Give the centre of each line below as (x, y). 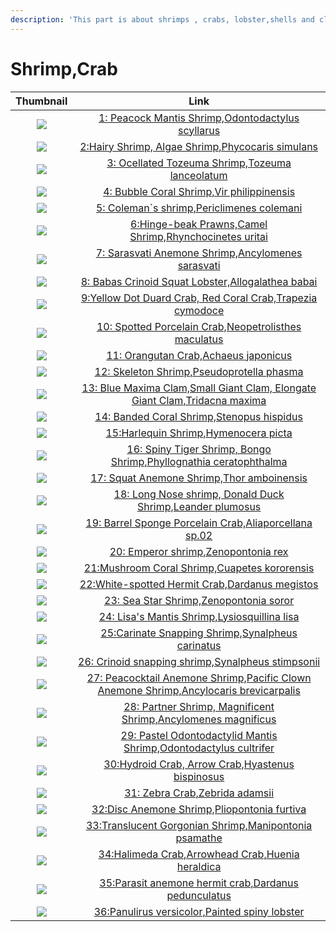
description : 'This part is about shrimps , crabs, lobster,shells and (162, 19)
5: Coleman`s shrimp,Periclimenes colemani (199, 208)
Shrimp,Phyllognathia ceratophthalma (199, 461)
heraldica (199, 866)
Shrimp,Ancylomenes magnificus (199, 719)
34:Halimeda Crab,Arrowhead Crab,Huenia (199, 854)
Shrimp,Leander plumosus (199, 506)
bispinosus (199, 776)
